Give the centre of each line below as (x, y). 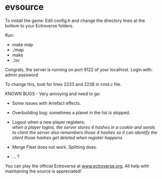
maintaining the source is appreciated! (43, 171)
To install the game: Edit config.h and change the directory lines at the (75, 20)
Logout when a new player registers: (49, 122)
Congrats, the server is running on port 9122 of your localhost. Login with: (79, 69)
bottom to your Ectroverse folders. (39, 25)
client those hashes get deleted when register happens (67, 138)
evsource (24, 7)
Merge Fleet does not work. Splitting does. (55, 147)
